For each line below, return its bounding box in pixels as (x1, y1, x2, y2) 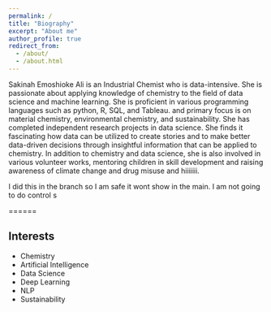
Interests (8, 229, 55, 244)
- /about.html (15, 58, 63, 66)
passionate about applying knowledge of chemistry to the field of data (8, 88, 243, 97)
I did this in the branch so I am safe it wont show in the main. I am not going (8, 181, 261, 191)
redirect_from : (8, 42, 60, 50)
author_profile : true (8, 34, 82, 43)
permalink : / (8, 11, 53, 20)
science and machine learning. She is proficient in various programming (8, 97, 249, 106)
